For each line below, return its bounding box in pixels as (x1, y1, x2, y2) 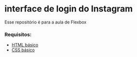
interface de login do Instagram (4, 3, 133, 14)
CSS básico (11, 47, 35, 53)
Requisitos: (4, 31, 32, 38)
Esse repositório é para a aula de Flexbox (4, 19, 87, 25)
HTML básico (11, 42, 39, 48)
